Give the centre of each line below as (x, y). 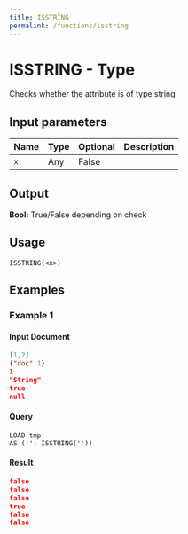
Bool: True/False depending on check (78, 215)
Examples (37, 291)
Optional (97, 147)
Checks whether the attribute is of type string (92, 94)
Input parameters (59, 122)
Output (29, 193)
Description (149, 147)
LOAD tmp (25, 436)
